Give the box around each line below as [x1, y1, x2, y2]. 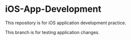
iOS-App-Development [5, 3, 101, 15]
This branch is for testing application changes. [5, 29, 100, 35]
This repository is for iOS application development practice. [5, 20, 127, 26]
